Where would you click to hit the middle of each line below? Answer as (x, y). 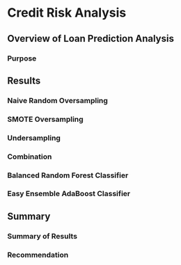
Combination (30, 156)
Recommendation (38, 255)
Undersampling (34, 138)
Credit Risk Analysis (67, 13)
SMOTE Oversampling (45, 119)
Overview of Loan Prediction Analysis (90, 39)
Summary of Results (42, 236)
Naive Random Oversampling (57, 100)
